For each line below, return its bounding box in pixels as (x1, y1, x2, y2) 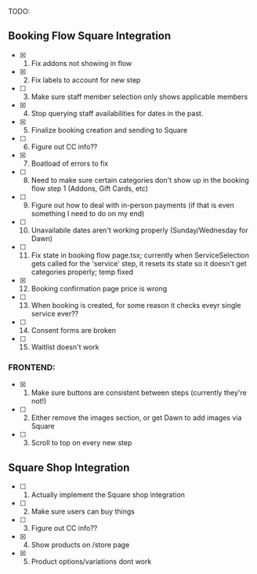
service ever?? (31, 309, 79, 318)
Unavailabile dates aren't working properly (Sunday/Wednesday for (31, 225, 248, 235)
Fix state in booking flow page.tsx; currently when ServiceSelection (31, 250, 249, 260)
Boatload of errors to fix (31, 159, 109, 168)
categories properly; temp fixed (31, 267, 134, 276)
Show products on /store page (31, 539, 130, 549)
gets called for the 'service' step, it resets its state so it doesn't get (31, 258, 247, 268)
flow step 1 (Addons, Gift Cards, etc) (31, 184, 149, 193)
